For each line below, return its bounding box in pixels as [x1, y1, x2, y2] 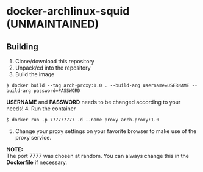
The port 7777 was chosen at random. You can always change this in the [6, 152, 189, 159]
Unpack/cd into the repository [15, 64, 91, 71]
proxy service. [15, 134, 52, 141]
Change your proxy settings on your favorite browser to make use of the [15, 127, 197, 135]
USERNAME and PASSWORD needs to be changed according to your [6, 99, 181, 106]
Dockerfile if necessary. [6, 159, 68, 166]
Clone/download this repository [15, 58, 94, 65]
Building [6, 41, 38, 52]
